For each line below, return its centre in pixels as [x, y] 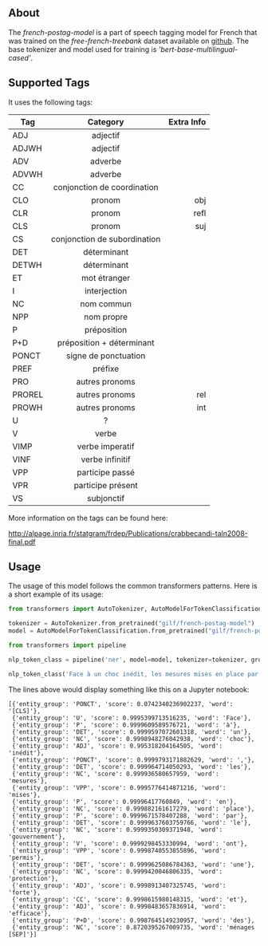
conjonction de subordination [106, 238]
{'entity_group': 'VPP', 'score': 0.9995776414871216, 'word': [119, 788]
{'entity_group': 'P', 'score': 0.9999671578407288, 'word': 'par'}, [130, 816]
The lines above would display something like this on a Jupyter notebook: [129, 689]
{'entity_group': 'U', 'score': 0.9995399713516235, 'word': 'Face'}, [131, 718]
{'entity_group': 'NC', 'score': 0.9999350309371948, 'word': [117, 830]
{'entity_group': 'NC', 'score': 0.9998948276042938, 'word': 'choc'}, [133, 739]
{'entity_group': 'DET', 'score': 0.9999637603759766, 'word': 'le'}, [131, 822]
